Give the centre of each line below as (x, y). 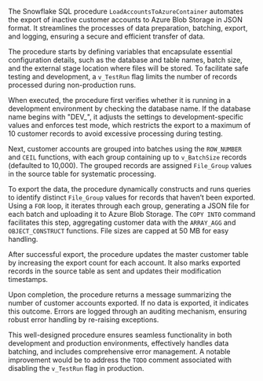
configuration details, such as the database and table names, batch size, (126, 60)
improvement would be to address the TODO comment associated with (120, 360)
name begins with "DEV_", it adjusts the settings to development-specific (126, 117)
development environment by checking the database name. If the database (130, 108)
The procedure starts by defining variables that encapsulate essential (121, 51)
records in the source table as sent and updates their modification (115, 271)
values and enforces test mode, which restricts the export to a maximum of (130, 125)
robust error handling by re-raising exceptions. (84, 320)
